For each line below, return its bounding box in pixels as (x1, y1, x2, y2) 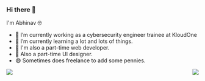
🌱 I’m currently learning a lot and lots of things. (15, 37, 133, 45)
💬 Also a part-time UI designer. (15, 51, 93, 58)
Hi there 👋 (6, 5, 37, 14)
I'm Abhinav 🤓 (6, 19, 42, 27)
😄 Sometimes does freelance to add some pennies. (15, 57, 146, 64)
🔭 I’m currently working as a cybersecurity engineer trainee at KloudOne (15, 31, 197, 39)
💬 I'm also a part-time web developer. (15, 44, 110, 51)
